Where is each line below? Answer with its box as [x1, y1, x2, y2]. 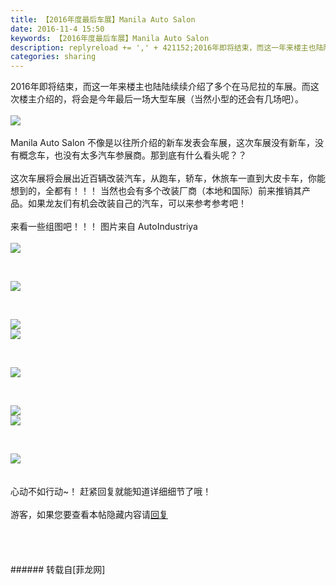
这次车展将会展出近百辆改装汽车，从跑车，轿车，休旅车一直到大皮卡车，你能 [10, 172, 326, 185]
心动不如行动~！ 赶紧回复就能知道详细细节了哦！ [10, 486, 212, 498]
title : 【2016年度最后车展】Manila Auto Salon [10, 14, 196, 25]
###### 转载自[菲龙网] [10, 564, 106, 576]
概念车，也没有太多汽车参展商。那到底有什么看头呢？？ [18, 149, 247, 161]
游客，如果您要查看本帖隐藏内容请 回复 [10, 509, 168, 521]
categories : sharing [10, 52, 97, 62]
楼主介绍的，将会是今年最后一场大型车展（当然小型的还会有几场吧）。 [18, 93, 304, 105]
